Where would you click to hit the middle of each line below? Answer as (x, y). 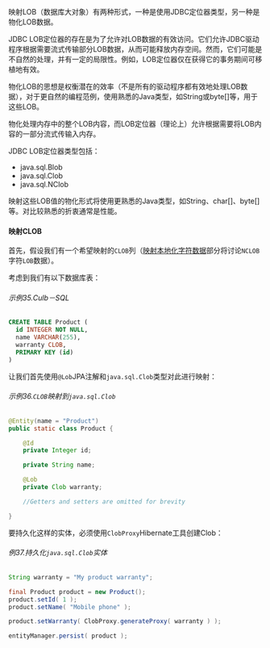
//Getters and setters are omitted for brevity (104, 502)
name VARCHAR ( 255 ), (48, 337)
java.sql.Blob (41, 167)
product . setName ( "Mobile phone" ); (70, 607)
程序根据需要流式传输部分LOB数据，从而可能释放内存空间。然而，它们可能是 (135, 49)
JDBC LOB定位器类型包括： (54, 151)
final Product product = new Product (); (77, 592)
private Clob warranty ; (63, 487)
